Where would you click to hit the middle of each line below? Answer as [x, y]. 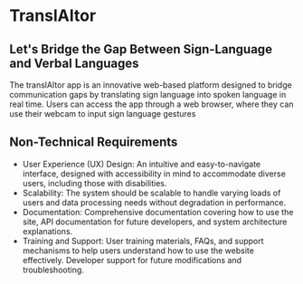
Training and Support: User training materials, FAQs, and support [143, 241]
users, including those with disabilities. [95, 183]
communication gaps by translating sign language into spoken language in [148, 95]
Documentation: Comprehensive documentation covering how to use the [158, 212]
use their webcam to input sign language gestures [103, 114]
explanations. [47, 231]
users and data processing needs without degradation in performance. [154, 202]
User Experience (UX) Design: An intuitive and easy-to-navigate [141, 164]
